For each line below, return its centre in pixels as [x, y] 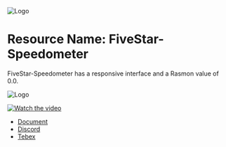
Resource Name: [57, 40]
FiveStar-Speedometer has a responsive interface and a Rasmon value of [113, 73]
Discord [29, 129]
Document [32, 121]
